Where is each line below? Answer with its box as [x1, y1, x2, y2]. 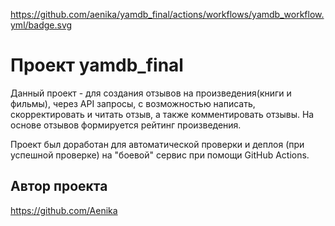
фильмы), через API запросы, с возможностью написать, [10, 97, 256, 109]
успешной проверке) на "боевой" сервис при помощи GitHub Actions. [10, 149, 310, 161]
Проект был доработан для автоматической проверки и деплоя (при [10, 138, 305, 150]
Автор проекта [10, 178, 108, 195]
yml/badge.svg [10, 19, 73, 31]
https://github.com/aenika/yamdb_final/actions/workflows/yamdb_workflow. [10, 9, 325, 20]
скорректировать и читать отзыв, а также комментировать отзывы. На [10, 108, 315, 120]
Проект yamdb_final [10, 54, 184, 77]
